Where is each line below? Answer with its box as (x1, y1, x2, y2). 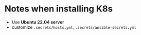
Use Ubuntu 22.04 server (11, 19, 64, 25)
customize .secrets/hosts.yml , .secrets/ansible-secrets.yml (11, 24, 137, 30)
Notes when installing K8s (4, 3, 113, 14)
